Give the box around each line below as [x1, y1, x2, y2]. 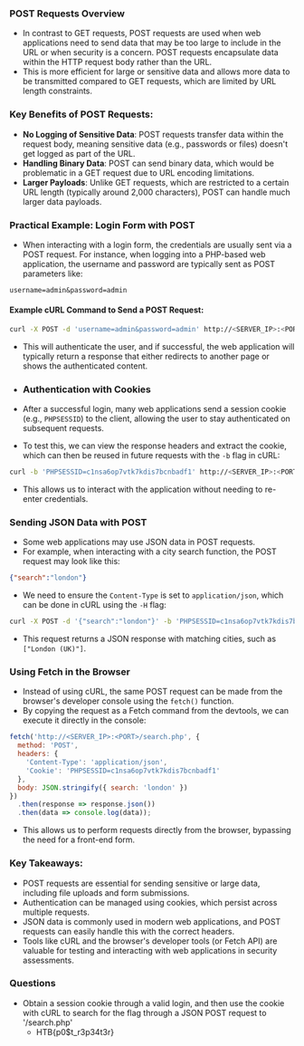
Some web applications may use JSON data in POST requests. [22, 537, 256, 548]
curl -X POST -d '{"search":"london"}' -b [9, 617, 172, 627]
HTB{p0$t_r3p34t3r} [35, 1026, 115, 1037]
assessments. [22, 955, 74, 965]
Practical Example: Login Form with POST [9, 218, 195, 231]
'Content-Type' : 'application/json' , [25, 758, 168, 767]
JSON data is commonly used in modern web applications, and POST [22, 916, 281, 926]
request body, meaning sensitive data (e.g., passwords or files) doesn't [22, 139, 289, 149]
